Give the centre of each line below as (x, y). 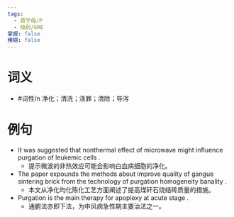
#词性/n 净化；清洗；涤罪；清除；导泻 (73, 99)
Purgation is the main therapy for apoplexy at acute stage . (103, 198)
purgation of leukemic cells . (59, 157)
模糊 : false (24, 40)
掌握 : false (24, 34)
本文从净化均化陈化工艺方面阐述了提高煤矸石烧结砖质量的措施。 (121, 190)
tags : (15, 14)
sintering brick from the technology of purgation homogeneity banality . (122, 181)
